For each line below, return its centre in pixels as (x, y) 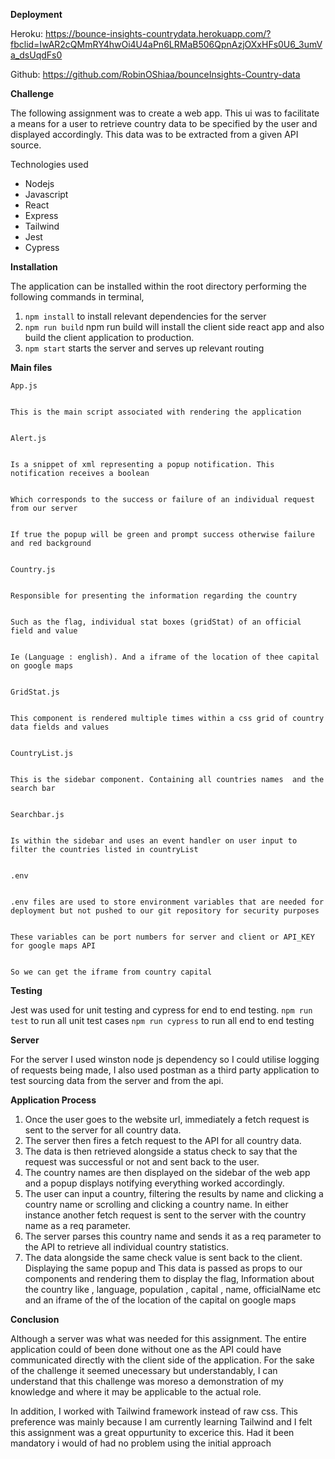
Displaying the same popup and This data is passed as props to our (163, 1268)
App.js (24, 386)
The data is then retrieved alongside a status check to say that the (161, 1151)
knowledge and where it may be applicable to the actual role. (136, 1392)
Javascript (46, 194)
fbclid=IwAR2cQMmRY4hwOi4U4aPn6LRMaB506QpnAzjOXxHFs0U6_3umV (166, 44)
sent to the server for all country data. (103, 1130)
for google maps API (53, 946)
